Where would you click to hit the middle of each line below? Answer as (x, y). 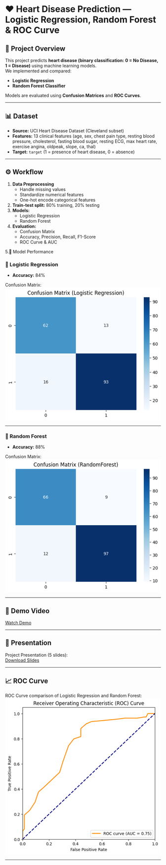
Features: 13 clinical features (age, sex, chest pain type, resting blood (83, 136)
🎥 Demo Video (27, 611)
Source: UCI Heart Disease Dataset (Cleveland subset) (68, 130)
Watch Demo (18, 623)
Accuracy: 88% (29, 447)
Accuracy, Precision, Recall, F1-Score (58, 237)
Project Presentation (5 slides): (37, 655)
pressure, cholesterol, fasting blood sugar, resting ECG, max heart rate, (84, 141)
